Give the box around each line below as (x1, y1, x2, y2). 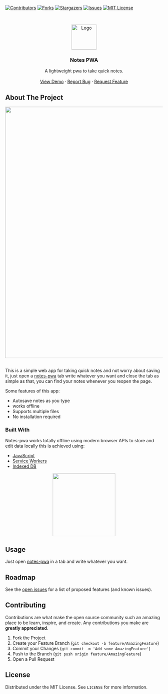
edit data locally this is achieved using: (5, 443, 85, 449)
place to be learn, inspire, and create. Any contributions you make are (5, 620, 149, 626)
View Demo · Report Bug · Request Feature (39, 78, 128, 85)
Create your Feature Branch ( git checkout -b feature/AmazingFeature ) (12, 640, 159, 646)
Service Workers (12, 458, 47, 464)
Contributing (5, 601, 46, 610)
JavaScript (12, 453, 35, 459)
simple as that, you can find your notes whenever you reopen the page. (5, 378, 152, 384)
